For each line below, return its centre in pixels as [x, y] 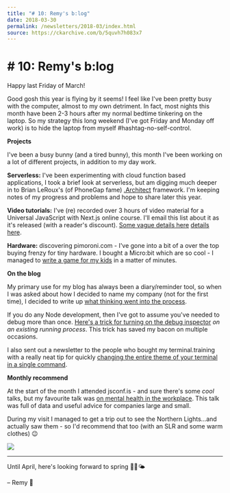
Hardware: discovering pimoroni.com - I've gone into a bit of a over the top [113, 246]
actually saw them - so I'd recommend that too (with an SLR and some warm [115, 426]
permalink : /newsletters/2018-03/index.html [72, 26]
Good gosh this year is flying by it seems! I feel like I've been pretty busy [110, 99]
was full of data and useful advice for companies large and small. [99, 406]
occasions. [23, 336]
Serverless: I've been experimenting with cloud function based [97, 175]
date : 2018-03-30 [32, 20]
